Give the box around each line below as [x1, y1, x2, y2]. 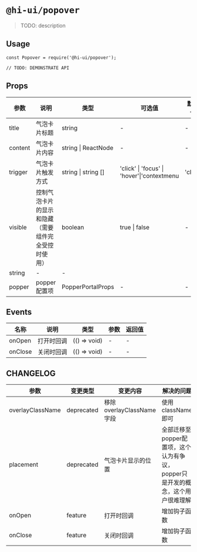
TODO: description [20, 22, 66, 29]
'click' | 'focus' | [120, 164, 164, 172]
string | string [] [61, 168, 105, 176]
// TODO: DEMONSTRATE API [6, 65, 69, 71]
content [9, 144, 30, 152]
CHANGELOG [6, 368, 56, 378]
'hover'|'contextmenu [120, 171, 179, 179]
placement [9, 461, 39, 469]
